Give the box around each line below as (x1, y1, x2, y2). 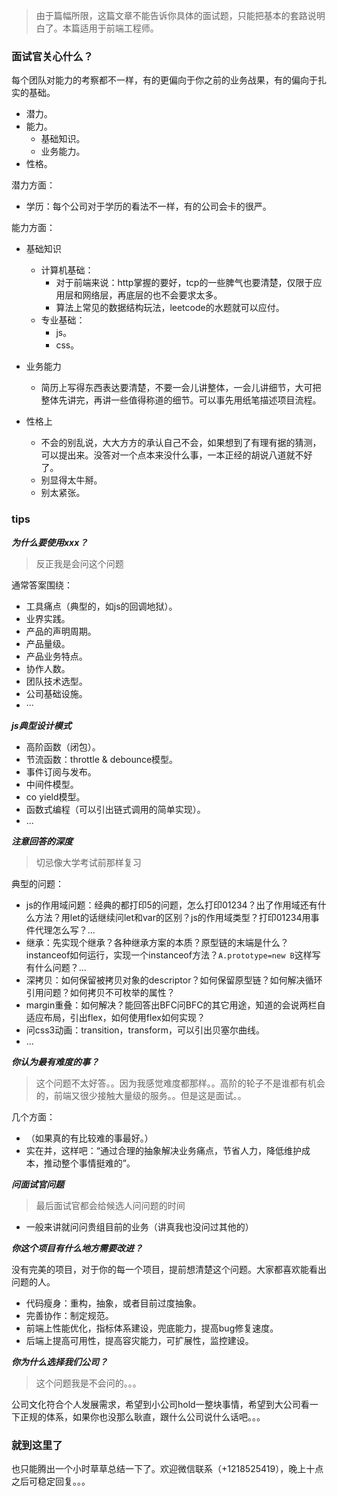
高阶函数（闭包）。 (25, 740, 101, 753)
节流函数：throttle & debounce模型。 (25, 753, 179, 765)
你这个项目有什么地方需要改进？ (11, 1242, 143, 1254)
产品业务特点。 (25, 650, 88, 662)
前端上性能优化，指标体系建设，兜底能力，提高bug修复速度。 (25, 1322, 279, 1334)
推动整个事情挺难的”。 (43, 1157, 136, 1169)
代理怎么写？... (34, 924, 96, 936)
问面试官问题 (11, 1178, 64, 1190)
